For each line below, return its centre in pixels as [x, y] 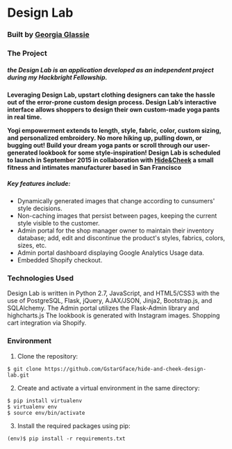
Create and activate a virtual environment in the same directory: [108, 388]
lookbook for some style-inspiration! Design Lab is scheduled [130, 152]
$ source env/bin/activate [46, 413]
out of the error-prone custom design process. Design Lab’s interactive [112, 102]
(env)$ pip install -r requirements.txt [67, 439]
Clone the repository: [48, 356]
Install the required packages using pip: [74, 425]
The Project [27, 54]
